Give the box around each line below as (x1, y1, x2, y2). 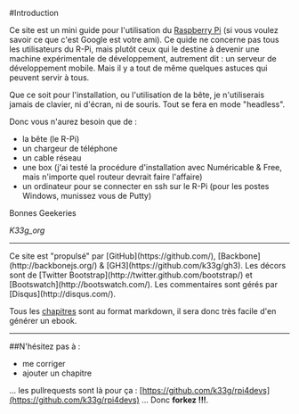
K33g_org (9, 225, 45, 236)
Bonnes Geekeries (9, 208, 77, 218)
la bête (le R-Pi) (21, 134, 80, 144)
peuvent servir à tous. (9, 72, 90, 83)
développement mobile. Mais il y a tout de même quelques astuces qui (9, 62, 268, 73)
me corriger (21, 359, 66, 368)
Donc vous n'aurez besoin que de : (9, 116, 138, 127)
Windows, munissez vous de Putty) (21, 191, 152, 201)
